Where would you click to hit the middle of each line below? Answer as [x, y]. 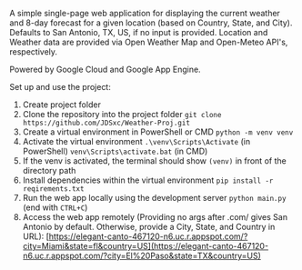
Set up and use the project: [60, 87]
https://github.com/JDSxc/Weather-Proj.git [106, 123]
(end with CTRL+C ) [55, 207]
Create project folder [62, 105]
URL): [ [36, 236]
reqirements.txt [53, 189]
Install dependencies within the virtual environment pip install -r [148, 180]
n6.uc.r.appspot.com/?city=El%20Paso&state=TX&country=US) [142, 255]
